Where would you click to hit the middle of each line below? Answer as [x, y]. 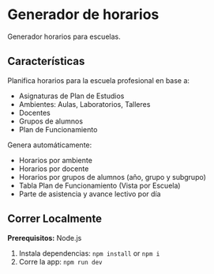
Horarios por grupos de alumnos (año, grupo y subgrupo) [113, 177]
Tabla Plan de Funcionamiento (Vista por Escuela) [99, 185]
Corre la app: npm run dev [60, 261]
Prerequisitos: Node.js [45, 238]
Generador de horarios [83, 15]
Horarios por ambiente [55, 160]
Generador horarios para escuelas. [64, 36]
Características [46, 61]
